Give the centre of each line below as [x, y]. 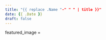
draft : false [18, 19]
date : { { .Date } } [24, 14]
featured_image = [23, 33]
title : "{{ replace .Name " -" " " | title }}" [53, 10]
